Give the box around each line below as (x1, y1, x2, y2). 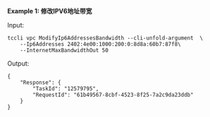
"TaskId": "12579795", (32, 85, 99, 92)
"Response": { (20, 79, 61, 86)
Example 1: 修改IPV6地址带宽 (7, 7, 92, 15)
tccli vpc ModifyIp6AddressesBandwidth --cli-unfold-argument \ (7, 35, 203, 42)
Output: (7, 59, 30, 68)
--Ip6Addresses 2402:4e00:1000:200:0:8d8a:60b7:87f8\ (20, 41, 181, 48)
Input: (7, 21, 25, 29)
